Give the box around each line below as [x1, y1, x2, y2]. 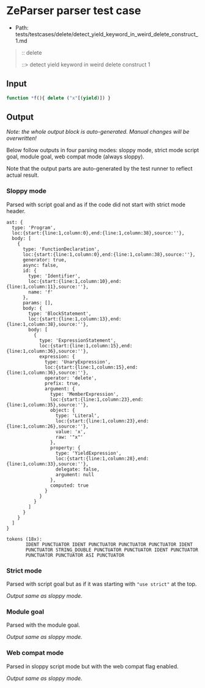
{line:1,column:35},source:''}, [6, 401, 89, 408]
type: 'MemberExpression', [50, 391, 119, 397]
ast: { [6, 219, 23, 225]
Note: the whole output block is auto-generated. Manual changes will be [6, 128, 190, 136]
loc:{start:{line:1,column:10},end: [28, 278, 122, 284]
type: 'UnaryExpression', [45, 358, 111, 365]
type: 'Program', [12, 225, 56, 231]
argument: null [55, 471, 95, 477]
